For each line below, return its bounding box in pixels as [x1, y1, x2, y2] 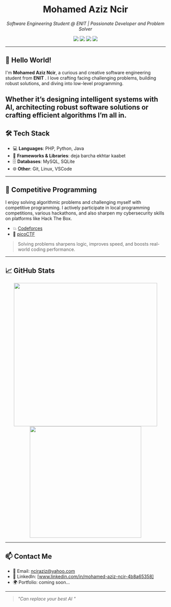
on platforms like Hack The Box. [5, 215, 72, 221]
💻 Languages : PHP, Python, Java [12, 145, 84, 151]
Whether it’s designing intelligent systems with [5, 95, 158, 104]
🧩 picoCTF [12, 231, 35, 237]
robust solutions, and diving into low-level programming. [5, 80, 124, 86]
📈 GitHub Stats [5, 267, 55, 275]
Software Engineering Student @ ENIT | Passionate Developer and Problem [6, 20, 165, 27]
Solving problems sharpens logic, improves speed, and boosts [17, 241, 149, 247]
